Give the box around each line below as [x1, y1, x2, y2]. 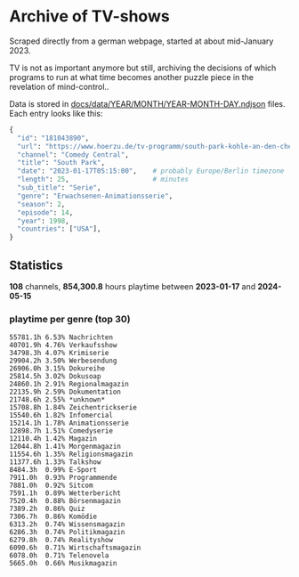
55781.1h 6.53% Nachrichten [9, 333, 114, 342]
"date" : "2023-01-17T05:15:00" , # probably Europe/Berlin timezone [17, 167, 285, 175]
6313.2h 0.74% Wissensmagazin [9, 520, 125, 529]
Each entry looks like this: [9, 108, 103, 118]
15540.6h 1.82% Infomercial [9, 411, 114, 420]
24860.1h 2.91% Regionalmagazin [9, 380, 129, 389]
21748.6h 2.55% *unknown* [9, 395, 105, 404]
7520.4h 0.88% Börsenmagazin [9, 497, 122, 506]
